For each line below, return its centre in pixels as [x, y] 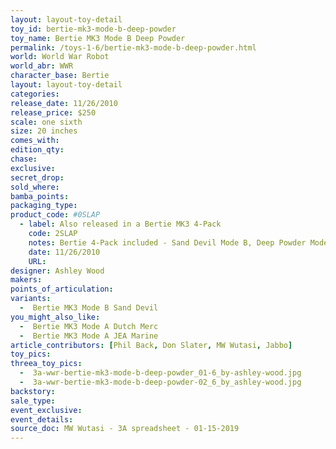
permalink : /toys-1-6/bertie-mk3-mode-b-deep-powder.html [133, 47]
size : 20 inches [44, 131]
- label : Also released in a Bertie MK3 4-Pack [120, 224]
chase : [24, 159]
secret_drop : [37, 177]
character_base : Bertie [60, 76]
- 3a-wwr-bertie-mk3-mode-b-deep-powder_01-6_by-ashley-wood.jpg [160, 373]
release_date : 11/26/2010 [64, 103]
